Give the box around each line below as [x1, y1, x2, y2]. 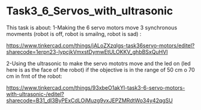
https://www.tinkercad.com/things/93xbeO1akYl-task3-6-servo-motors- [6, 84, 185, 91]
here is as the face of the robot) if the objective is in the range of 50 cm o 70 [6, 66, 195, 73]
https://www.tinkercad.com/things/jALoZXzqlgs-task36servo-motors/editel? [6, 42, 195, 49]
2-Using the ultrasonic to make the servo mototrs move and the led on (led [6, 60, 191, 67]
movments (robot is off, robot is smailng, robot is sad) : [6, 30, 142, 37]
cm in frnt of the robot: [6, 72, 62, 80]
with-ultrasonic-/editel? [6, 90, 64, 97]
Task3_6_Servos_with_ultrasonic [6, 4, 173, 18]
